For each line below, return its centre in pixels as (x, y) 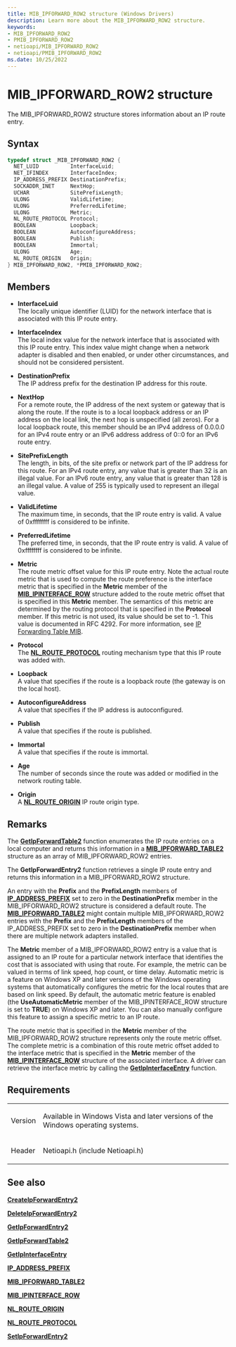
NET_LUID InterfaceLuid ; (64, 166)
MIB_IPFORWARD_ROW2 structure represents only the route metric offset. (115, 1038)
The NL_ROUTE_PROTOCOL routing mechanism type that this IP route (119, 653)
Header (23, 1150)
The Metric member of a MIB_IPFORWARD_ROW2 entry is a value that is (112, 949)
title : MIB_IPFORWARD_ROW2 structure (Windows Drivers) (91, 14)
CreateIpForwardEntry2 (43, 1200)
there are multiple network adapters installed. (73, 936)
